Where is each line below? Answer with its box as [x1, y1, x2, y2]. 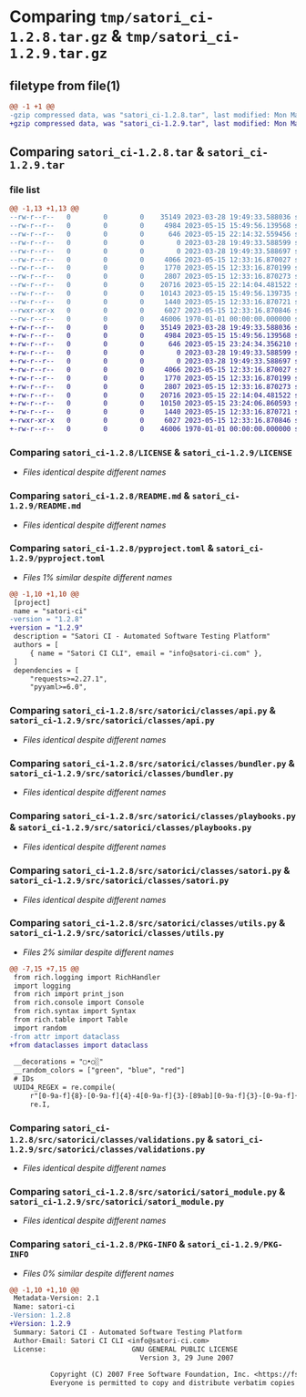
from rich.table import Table [13, 1015, 128, 1024]
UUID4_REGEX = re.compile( [13, 1083, 117, 1093]
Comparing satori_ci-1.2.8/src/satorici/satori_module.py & [9, 1185, 286, 1197]
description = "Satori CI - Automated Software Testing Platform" [13, 632, 271, 642]
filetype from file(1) [9, 77, 121, 93]
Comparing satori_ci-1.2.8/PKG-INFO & [9, 1238, 186, 1250]
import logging [13, 981, 71, 991]
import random [13, 1023, 67, 1032]
